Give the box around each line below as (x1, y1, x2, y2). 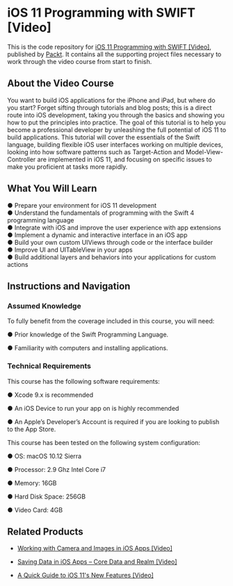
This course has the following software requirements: (7, 377, 160, 385)
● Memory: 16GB (7, 478, 57, 487)
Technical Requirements (7, 361, 92, 371)
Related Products (7, 526, 83, 537)
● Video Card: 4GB (7, 505, 63, 514)
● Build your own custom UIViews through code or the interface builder (7, 238, 214, 246)
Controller (7, 155, 36, 163)
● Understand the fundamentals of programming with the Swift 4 (7, 209, 195, 217)
